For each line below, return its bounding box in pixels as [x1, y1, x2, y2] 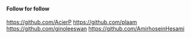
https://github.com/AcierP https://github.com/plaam [6, 18, 138, 26]
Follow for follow [6, 5, 50, 12]
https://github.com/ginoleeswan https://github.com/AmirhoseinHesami [6, 25, 185, 32]
